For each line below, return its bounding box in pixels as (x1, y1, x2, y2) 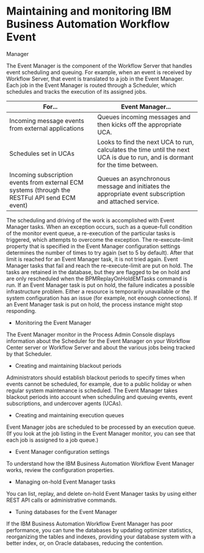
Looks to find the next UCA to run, (97, 138, 194, 146)
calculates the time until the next (97, 145, 190, 153)
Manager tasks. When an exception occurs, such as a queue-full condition (6, 223, 193, 230)
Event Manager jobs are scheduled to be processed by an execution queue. (6, 423, 195, 431)
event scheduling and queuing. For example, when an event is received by (6, 68, 192, 76)
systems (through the (9, 186, 71, 194)
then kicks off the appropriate (97, 120, 182, 129)
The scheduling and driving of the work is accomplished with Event (6, 216, 175, 224)
